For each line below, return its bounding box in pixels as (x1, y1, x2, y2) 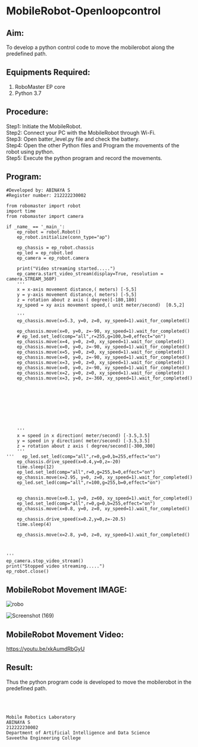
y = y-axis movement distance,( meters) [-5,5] (17, 292, 137, 298)
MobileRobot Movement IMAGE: (6, 585, 127, 595)
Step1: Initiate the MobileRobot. (6, 122, 82, 129)
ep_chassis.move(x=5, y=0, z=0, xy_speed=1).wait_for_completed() (17, 349, 185, 356)
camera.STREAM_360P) (6, 276, 58, 282)
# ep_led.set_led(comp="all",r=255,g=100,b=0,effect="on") (17, 334, 166, 339)
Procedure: (6, 107, 49, 117)
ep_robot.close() (6, 569, 49, 575)
